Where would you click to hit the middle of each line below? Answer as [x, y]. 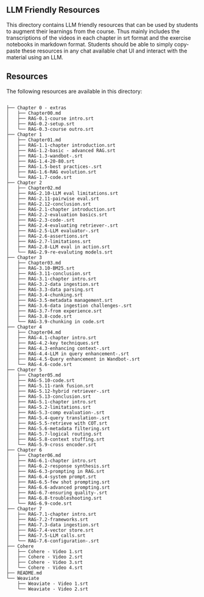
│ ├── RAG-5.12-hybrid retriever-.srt [58, 391]
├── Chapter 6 [24, 450]
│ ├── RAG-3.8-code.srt [39, 316]
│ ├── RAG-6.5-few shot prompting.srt [58, 482]
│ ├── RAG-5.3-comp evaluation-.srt [55, 412]
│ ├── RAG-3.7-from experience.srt [54, 311]
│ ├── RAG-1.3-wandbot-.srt [45, 156]
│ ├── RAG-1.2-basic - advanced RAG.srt [61, 150]
